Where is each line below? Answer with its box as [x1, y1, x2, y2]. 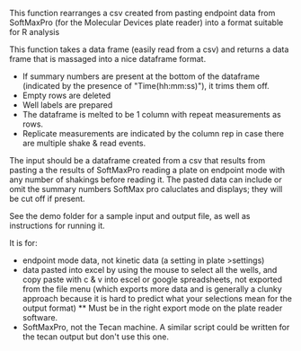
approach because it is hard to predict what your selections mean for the [22, 294, 292, 303]
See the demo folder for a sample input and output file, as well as [9, 211, 251, 221]
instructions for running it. [9, 220, 105, 231]
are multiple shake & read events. [22, 138, 146, 148]
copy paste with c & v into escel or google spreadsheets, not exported [22, 274, 283, 285]
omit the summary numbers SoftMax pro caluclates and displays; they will [9, 184, 283, 194]
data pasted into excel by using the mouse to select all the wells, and [22, 265, 278, 275]
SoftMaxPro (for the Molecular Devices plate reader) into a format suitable [9, 17, 284, 28]
